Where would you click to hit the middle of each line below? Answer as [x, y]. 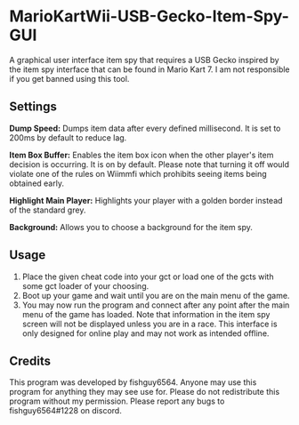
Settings [33, 107]
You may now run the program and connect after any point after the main [156, 305]
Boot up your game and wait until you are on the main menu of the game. [156, 295]
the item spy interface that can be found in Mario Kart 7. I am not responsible [149, 69]
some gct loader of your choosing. [85, 285]
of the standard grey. [48, 210]
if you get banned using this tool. [69, 78]
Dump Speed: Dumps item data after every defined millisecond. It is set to [145, 128]
